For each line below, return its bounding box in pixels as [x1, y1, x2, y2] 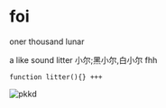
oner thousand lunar [9, 36, 85, 47]
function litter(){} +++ [9, 72, 103, 82]
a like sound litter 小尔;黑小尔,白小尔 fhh [9, 54, 158, 65]
